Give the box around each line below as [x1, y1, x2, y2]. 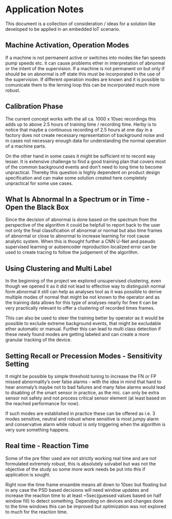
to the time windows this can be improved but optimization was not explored [5, 503, 166, 509]
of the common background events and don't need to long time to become [5, 164, 163, 170]
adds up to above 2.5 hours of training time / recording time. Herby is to [5, 121, 157, 127]
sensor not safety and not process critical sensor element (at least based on [5, 395, 166, 401]
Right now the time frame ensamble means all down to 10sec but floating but [5, 481, 167, 488]
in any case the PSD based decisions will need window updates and [5, 487, 149, 493]
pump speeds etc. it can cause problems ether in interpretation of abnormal [5, 60, 165, 66]
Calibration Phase [5, 102, 63, 111]
